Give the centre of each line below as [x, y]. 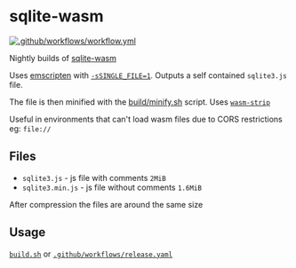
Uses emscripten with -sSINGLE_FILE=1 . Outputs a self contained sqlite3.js [148, 75]
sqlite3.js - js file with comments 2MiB [94, 177]
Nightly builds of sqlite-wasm [63, 58]
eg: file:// [30, 128]
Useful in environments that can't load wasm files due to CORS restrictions [146, 119]
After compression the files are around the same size [106, 204]
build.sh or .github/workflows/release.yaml [91, 254]
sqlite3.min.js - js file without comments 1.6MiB [112, 187]
